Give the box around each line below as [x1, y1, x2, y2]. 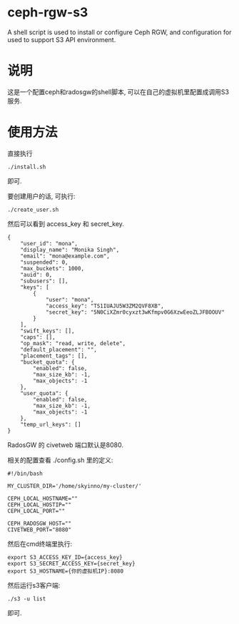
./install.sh [7, 163, 46, 170]
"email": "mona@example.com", [20, 252, 111, 260]
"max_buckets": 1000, [20, 265, 84, 272]
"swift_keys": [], [20, 327, 75, 334]
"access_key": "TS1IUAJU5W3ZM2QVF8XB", [45, 302, 164, 310]
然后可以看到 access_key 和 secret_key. [7, 219, 125, 228]
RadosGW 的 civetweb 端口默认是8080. [7, 440, 123, 449]
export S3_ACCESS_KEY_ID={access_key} [7, 553, 123, 561]
